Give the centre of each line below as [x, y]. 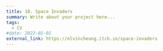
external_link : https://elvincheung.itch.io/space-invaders [82, 39]
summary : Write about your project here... [61, 17]
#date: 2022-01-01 [29, 33]
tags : [13, 22]
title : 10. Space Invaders [39, 11]
